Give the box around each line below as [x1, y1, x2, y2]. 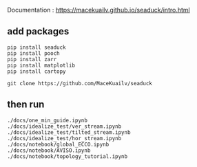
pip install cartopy [7, 68, 67, 75]
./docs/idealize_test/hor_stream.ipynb [7, 135, 122, 142]
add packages [7, 25, 70, 37]
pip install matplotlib [7, 62, 76, 69]
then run [7, 99, 45, 111]
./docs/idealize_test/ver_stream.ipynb [7, 123, 122, 130]
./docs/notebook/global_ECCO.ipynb [7, 141, 110, 148]
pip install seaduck [7, 44, 67, 51]
